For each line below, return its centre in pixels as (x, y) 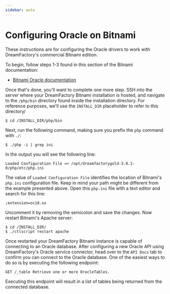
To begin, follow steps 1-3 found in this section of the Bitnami (69, 65)
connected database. (27, 287)
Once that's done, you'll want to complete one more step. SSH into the (79, 90)
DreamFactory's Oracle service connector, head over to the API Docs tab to (84, 252)
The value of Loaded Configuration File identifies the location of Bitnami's (84, 177)
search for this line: (25, 193)
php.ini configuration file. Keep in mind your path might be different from (82, 183)
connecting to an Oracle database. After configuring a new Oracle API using (84, 246)
